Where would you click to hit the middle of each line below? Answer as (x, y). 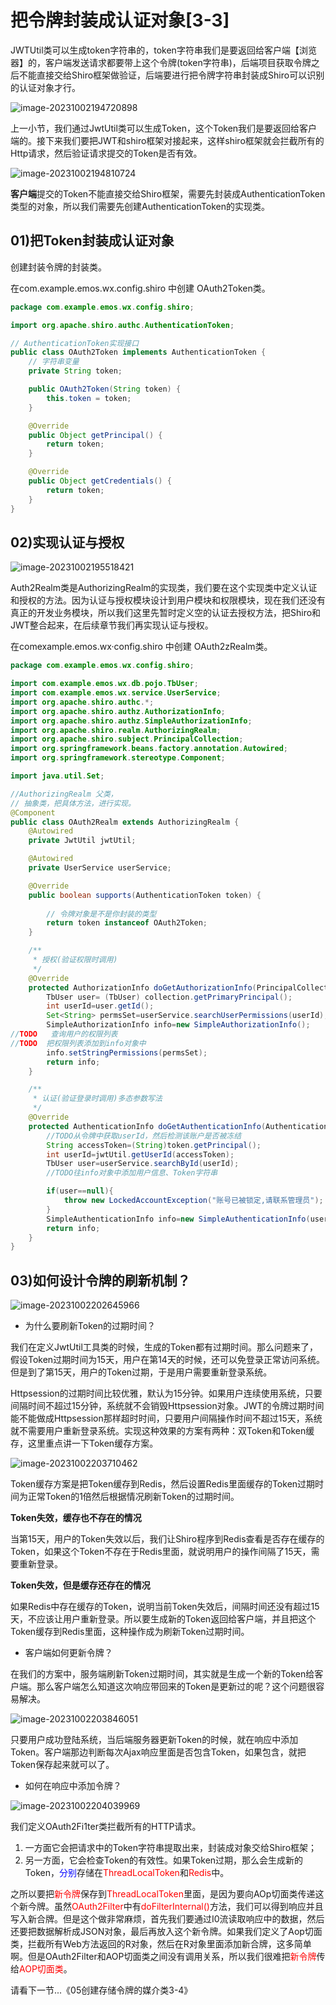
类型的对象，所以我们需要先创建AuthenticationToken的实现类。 (140, 206)
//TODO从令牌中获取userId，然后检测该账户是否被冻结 (144, 1136)
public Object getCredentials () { (100, 481)
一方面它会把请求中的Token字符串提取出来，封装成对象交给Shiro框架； (171, 1848)
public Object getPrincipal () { (95, 435)
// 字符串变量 (54, 362)
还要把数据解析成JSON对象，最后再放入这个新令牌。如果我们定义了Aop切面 (166, 1932)
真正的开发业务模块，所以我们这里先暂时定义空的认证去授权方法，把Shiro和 (166, 613)
